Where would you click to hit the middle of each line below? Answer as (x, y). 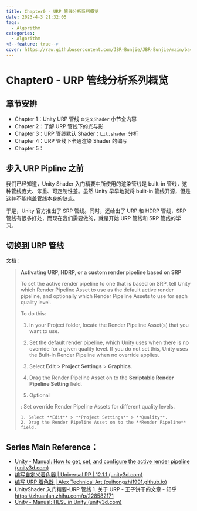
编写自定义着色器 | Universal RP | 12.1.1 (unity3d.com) (79, 475)
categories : (21, 33)
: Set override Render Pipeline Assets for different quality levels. (97, 407)
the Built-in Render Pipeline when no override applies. (94, 355)
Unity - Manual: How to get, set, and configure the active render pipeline (102, 462)
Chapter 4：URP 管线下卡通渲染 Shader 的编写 (71, 140)
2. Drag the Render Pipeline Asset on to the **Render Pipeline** (103, 423)
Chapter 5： (29, 148)
